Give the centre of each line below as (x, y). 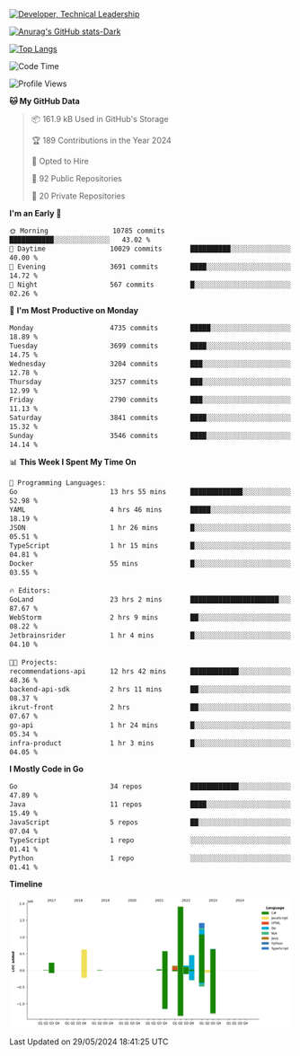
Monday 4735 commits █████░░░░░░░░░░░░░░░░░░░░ (150, 328)
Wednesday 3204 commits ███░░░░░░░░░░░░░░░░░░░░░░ (150, 364)
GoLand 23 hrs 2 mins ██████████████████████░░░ (150, 600)
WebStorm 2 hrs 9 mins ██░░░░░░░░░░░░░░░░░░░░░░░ (150, 618)
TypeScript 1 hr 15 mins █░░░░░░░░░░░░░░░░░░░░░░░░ (150, 546)
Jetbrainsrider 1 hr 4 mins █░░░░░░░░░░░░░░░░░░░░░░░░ (150, 636)
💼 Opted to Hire (60, 161)
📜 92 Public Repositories (77, 178)
